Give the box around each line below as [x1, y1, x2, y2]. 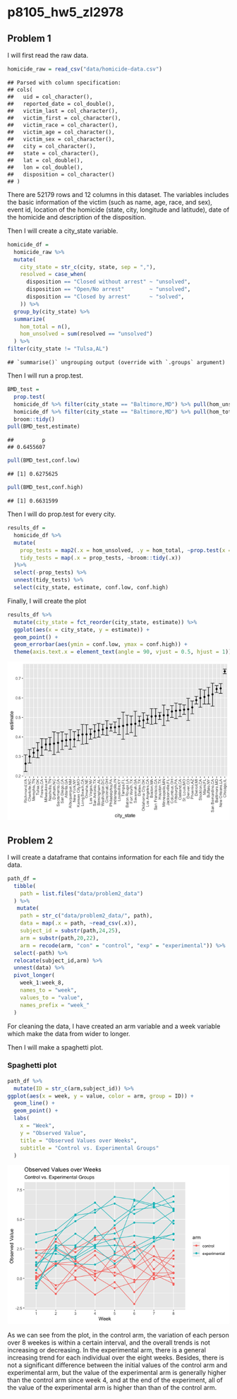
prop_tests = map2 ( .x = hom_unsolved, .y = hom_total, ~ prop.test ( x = [20, 546, 232, 554]
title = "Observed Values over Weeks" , [20, 1137, 138, 1144]
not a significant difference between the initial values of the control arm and [7, 1361, 228, 1369]
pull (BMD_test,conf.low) [7, 457, 80, 464]
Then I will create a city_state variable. [7, 227, 119, 235]
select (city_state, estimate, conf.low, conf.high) [13, 584, 169, 591]
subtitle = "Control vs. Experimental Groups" [20, 1144, 159, 1151]
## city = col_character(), [7, 143, 97, 150]
